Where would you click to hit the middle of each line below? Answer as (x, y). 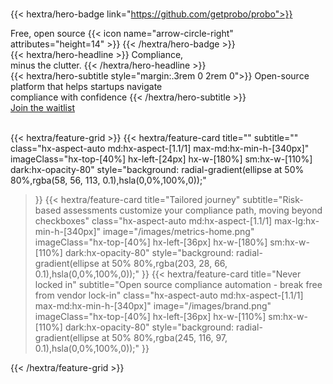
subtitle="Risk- (273, 199)
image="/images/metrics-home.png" (178, 231)
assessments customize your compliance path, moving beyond (193, 210)
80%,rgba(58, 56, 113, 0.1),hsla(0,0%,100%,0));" (108, 180)
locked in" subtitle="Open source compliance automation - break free (178, 284)
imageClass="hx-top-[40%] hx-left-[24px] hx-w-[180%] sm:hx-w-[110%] (161, 159)
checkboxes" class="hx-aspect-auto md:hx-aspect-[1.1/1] (153, 221)
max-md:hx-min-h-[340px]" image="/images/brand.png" (153, 306)
